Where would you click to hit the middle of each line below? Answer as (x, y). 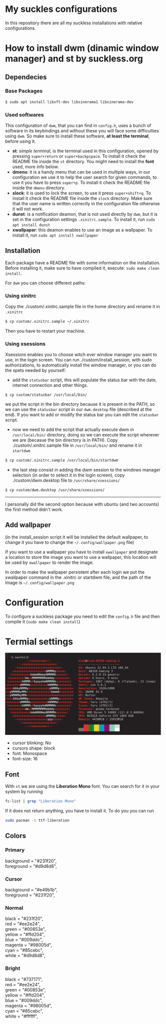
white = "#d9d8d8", (25, 956)
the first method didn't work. (34, 510)
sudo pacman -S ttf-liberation (37, 821)
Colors (16, 836)
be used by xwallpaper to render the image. (49, 562)
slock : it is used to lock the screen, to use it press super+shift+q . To (82, 193)
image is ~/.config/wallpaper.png (40, 582)
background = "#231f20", (31, 861)
